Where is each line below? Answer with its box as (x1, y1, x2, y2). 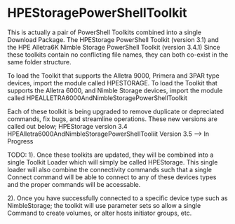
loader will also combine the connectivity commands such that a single (7, 165, 213, 174)
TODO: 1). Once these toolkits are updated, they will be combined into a (7, 150, 214, 159)
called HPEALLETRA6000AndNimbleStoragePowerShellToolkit (7, 93, 188, 102)
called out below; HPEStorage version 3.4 (7, 122, 128, 130)
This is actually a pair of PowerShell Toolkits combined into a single (7, 28, 202, 36)
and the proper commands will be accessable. (7, 180, 141, 188)
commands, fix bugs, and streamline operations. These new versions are (7, 114, 217, 123)
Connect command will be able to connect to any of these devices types (7, 173, 217, 181)
